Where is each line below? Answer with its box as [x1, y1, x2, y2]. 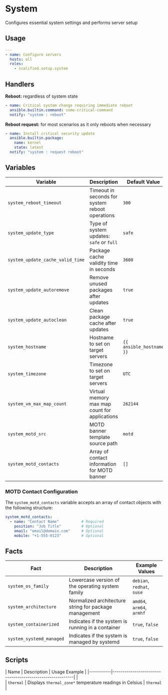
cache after [89, 319, 116, 326]
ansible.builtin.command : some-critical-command [9, 107, 113, 113]
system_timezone [7, 371, 46, 376]
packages [89, 286, 112, 293]
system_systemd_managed [7, 636, 64, 642]
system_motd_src [7, 431, 46, 436]
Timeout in [89, 186, 114, 193]
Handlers [5, 80, 34, 88]
